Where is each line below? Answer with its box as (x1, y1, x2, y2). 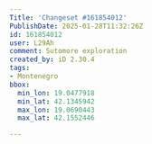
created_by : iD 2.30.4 (9, 55, 95, 64)
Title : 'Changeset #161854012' (9, 13, 128, 22)
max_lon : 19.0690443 (17, 105, 95, 114)
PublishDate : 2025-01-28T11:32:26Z (9, 22, 144, 31)
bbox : (9, 80, 30, 89)
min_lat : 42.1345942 (17, 96, 95, 106)
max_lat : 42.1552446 (17, 113, 95, 122)
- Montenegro (9, 72, 59, 81)
